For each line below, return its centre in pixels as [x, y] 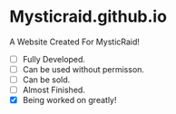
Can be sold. [46, 80]
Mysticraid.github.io [88, 17]
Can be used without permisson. [83, 69]
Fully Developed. [54, 59]
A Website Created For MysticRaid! [75, 42]
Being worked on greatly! [69, 100]
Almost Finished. [54, 90]
